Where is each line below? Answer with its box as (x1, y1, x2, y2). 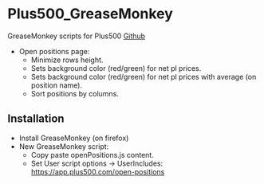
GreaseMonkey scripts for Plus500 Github (7, 31, 145, 41)
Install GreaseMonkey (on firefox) (18, 133, 129, 143)
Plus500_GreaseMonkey (7, 5, 173, 23)
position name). (30, 80, 83, 90)
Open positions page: (18, 46, 90, 56)
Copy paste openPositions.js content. (30, 150, 155, 159)
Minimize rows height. (30, 55, 104, 65)
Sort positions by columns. (30, 88, 119, 98)
